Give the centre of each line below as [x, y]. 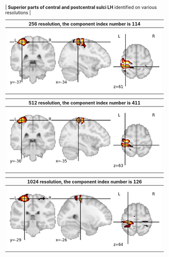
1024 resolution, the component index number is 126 [84, 182]
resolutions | [18, 13]
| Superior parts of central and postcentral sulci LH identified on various [81, 7]
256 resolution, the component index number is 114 [84, 24]
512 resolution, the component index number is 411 [84, 103]
